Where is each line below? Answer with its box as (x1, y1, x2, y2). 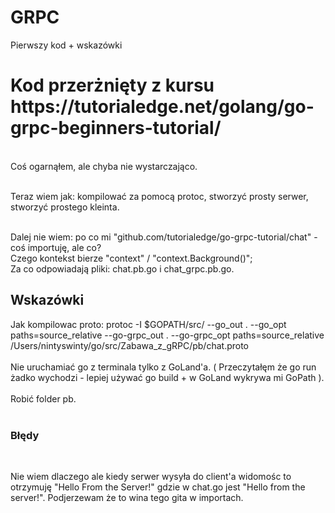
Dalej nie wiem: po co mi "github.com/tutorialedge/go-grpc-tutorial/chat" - (10, 231, 318, 243)
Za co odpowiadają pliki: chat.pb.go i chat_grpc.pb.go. (10, 262, 235, 275)
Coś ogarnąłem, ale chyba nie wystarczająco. (10, 160, 198, 172)
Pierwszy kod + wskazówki (10, 39, 123, 51)
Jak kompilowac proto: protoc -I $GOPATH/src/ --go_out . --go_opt (10, 318, 287, 330)
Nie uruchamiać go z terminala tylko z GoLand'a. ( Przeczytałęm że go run (10, 361, 317, 373)
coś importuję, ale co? (10, 241, 102, 253)
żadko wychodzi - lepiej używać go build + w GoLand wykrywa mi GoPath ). (10, 371, 325, 383)
